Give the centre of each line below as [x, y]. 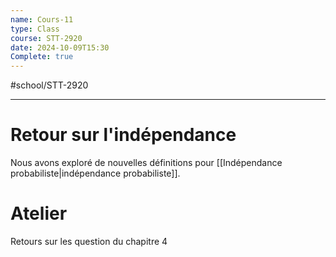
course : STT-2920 [46, 38]
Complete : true [42, 57]
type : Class [35, 29]
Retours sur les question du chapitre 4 [89, 241]
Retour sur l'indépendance [123, 135]
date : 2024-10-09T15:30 [60, 47]
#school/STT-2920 [49, 85]
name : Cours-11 [42, 19]
